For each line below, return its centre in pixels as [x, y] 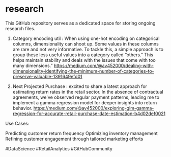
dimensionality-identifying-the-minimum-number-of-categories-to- [83, 71]
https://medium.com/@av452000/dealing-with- [104, 65]
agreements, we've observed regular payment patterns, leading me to [86, 97]
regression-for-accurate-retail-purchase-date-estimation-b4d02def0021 [89, 114]
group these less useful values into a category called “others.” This [83, 55]
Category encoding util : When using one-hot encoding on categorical [86, 38]
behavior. [22, 108]
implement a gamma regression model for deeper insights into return [85, 102]
